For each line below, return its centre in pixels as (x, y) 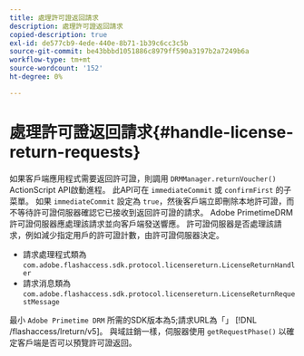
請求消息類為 (46, 283)
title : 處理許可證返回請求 (54, 18)
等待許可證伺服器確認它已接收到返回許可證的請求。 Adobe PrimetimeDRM (155, 212)
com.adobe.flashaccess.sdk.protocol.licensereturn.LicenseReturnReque (159, 294)
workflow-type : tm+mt (50, 60)
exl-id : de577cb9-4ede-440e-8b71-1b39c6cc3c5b (99, 43)
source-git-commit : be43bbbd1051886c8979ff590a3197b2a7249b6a (129, 52)
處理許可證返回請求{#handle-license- (152, 132)
